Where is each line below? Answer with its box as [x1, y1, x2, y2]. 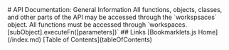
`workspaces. [147, 20, 187, 29]
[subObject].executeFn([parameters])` [7, 28, 119, 36]
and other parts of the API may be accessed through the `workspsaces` [7, 13, 217, 21]
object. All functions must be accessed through [7, 20, 147, 29]
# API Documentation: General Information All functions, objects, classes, [7, 6, 223, 13]
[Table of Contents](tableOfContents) [42, 35, 153, 44]
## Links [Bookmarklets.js [120, 28, 197, 36]
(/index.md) [7, 35, 41, 44]
